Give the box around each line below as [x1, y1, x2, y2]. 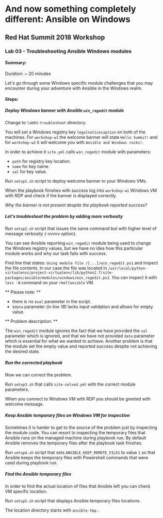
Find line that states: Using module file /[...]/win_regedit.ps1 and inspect [5, 260, 159, 266]
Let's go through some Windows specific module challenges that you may [5, 80, 153, 86]
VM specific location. [5, 488, 48, 495]
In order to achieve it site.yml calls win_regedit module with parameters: [5, 149, 151, 155]
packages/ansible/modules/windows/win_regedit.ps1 [5, 276, 110, 280]
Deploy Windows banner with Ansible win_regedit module [5, 107, 124, 113]
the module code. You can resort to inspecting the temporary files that [5, 430, 146, 436]
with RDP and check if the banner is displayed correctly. [5, 193, 117, 199]
